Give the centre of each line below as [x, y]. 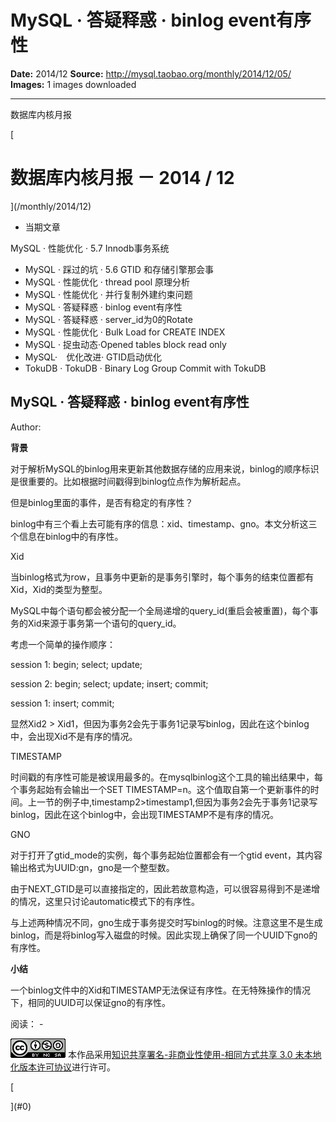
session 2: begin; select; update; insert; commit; [109, 683]
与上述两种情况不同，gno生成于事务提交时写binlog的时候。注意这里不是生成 [166, 922]
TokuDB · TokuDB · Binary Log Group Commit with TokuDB [145, 368]
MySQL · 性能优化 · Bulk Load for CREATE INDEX [125, 332]
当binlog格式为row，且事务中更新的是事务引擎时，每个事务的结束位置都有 [162, 577]
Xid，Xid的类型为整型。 [59, 589]
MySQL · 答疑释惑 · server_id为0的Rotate [108, 319]
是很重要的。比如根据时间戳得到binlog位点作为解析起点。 [128, 481]
